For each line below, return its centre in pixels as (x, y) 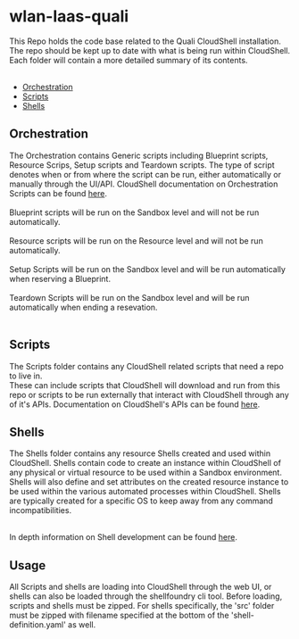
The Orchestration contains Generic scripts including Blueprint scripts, (139, 155)
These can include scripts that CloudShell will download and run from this (145, 385)
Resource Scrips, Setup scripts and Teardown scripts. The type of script (142, 165)
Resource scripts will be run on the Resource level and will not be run (136, 241)
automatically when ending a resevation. (83, 307)
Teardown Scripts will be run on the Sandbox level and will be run (129, 297)
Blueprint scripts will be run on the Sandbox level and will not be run (134, 212)
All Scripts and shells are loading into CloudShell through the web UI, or (141, 587)
